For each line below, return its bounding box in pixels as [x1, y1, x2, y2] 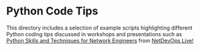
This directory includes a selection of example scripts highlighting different [6, 24, 193, 31]
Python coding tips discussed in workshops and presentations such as [6, 30, 182, 37]
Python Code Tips [6, 4, 98, 18]
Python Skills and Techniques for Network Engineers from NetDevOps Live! [6, 37, 194, 44]
